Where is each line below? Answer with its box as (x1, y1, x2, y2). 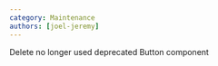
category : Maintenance (9, 13, 95, 23)
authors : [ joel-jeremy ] (9, 22, 100, 31)
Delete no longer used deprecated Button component (9, 46, 209, 57)
